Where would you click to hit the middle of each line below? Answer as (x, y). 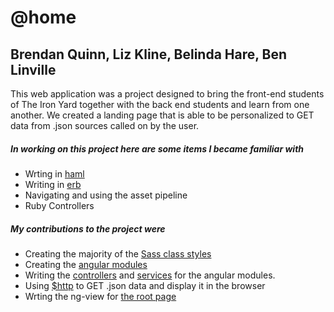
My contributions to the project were (88, 228)
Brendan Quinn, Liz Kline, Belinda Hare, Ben (149, 54)
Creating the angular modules (86, 264)
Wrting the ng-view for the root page (100, 296)
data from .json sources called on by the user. (105, 125)
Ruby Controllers (59, 205)
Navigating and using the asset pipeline (106, 195)
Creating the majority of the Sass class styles (118, 253)
